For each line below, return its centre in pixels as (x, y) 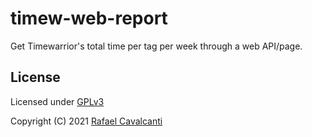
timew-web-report (89, 18)
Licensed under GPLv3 (57, 101)
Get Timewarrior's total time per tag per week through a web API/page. (156, 46)
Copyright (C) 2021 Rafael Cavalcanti (86, 121)
